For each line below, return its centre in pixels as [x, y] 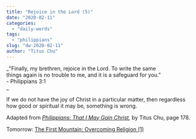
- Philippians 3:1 [26, 81]
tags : [13, 34]
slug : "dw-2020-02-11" [35, 46]
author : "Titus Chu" [32, 51]
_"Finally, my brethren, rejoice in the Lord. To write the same [81, 68]
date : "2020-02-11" [31, 18]
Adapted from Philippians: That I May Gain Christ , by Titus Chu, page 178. [98, 117]
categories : [21, 23]
